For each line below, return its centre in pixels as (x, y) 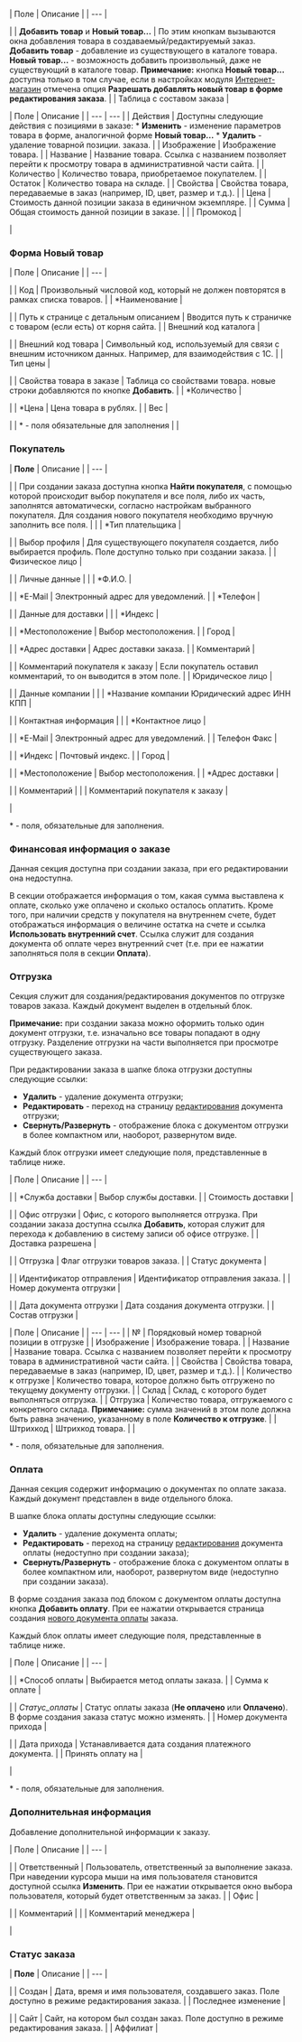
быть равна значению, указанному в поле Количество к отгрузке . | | (143, 1419)
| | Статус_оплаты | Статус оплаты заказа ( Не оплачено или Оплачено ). (149, 1708)
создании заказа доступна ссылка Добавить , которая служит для (137, 1225)
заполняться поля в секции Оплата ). (80, 953)
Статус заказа (42, 1953)
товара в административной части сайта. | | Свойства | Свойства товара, (151, 1361)
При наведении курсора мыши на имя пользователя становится (134, 1876)
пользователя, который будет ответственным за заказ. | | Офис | (134, 1896)
